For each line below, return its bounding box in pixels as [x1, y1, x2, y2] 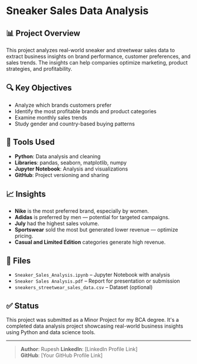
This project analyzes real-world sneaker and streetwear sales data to [6, 47, 175, 53]
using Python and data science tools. [6, 329, 96, 336]
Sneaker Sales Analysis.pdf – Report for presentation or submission [14, 277, 181, 285]
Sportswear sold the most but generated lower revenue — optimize [14, 226, 178, 233]
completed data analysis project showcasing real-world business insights [6, 322, 184, 329]
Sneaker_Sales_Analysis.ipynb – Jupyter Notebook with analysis [14, 271, 171, 278]
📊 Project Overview [6, 28, 80, 38]
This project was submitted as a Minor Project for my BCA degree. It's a [6, 317, 179, 324]
